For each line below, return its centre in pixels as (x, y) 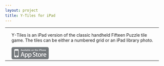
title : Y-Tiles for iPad (30, 15)
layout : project (21, 10)
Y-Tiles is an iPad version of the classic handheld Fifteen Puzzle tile (79, 35)
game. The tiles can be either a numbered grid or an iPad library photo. (82, 40)
